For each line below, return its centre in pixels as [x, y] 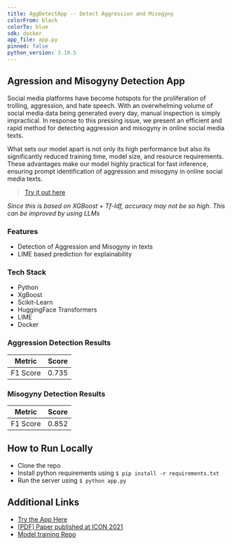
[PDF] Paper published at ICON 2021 [70, 527]
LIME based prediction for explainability [75, 254]
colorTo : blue [28, 27]
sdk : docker [25, 33]
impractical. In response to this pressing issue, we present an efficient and [115, 120]
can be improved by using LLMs [54, 213]
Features [23, 231]
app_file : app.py [33, 40]
